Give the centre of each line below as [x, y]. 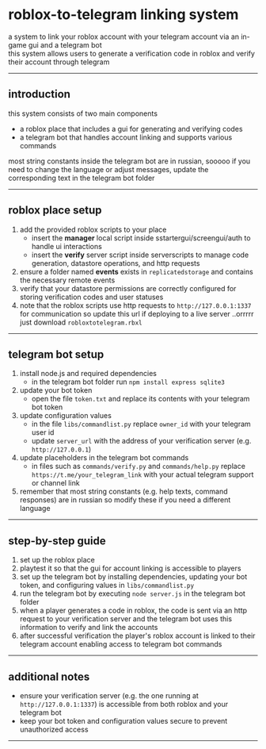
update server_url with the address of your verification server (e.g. [141, 441]
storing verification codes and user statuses [91, 297]
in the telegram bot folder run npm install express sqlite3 [128, 382]
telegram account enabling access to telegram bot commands [121, 644]
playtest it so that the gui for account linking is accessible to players [130, 568]
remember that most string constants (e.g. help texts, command [123, 492]
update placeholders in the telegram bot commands [104, 458]
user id [43, 432]
